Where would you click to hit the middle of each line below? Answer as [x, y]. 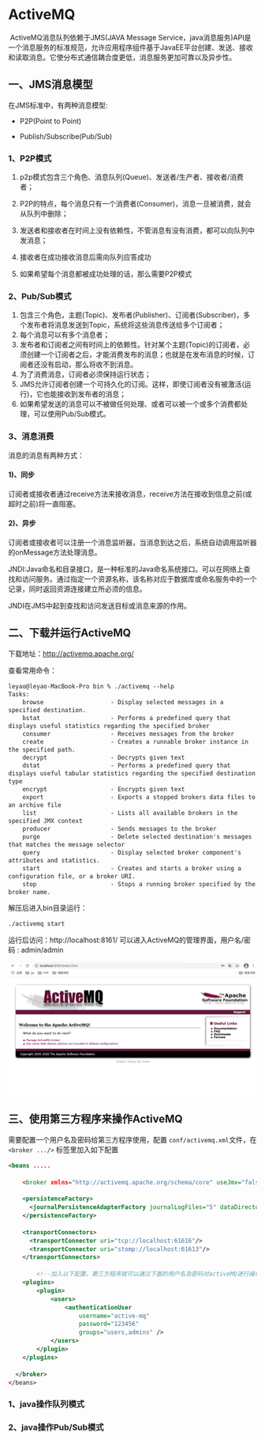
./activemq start [37, 923]
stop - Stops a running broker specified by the [139, 884]
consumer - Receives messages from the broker [129, 733]
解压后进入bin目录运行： [48, 908]
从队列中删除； [44, 214]
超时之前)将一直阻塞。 [44, 503]
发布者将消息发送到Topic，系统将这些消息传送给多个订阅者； [125, 325]
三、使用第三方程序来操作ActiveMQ [95, 1119]
